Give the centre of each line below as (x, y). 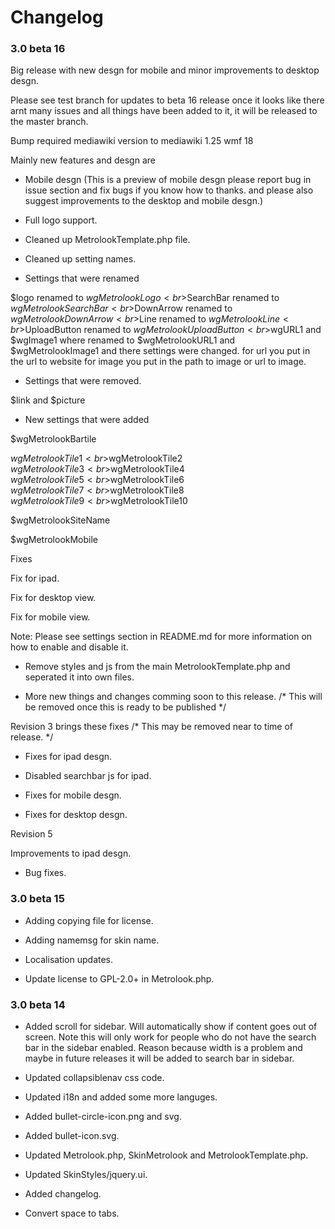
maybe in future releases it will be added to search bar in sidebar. (159, 1058)
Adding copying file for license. (89, 920)
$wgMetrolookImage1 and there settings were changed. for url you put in (160, 351)
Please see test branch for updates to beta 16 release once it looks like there (167, 100)
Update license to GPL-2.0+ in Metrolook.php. (119, 978)
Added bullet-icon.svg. (72, 1136)
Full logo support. (61, 220)
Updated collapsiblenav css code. (94, 1078)
